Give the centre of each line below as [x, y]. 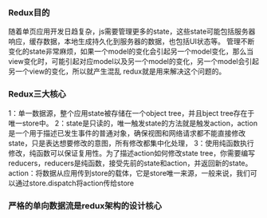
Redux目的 [29, 12]
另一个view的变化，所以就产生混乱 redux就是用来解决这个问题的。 [117, 71]
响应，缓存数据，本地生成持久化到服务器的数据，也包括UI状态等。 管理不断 [132, 42]
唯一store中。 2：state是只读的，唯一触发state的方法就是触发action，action [133, 123]
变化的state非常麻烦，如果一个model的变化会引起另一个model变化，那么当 [131, 52]
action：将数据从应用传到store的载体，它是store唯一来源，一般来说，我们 [130, 172]
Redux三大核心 [37, 94]
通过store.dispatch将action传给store [75, 183]
